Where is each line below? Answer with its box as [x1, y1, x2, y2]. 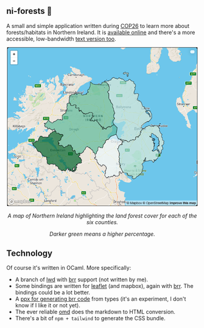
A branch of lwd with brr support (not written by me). [15, 276, 148, 283]
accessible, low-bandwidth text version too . [6, 35, 116, 43]
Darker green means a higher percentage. [49, 230, 155, 237]
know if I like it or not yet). [15, 302, 80, 309]
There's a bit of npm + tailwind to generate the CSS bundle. [15, 315, 166, 322]
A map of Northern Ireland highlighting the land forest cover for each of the [7, 212, 197, 219]
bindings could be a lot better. [15, 289, 90, 296]
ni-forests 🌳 [6, 6, 52, 16]
